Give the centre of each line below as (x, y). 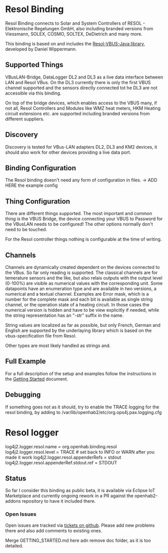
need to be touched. (26, 230)
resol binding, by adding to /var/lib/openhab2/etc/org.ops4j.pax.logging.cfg (83, 412)
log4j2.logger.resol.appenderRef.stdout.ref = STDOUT (61, 462)
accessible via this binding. (33, 93)
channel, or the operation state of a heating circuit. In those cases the (77, 305)
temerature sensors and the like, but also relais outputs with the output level (84, 278)
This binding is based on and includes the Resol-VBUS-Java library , (75, 43)
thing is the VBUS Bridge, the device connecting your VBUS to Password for (84, 219)
